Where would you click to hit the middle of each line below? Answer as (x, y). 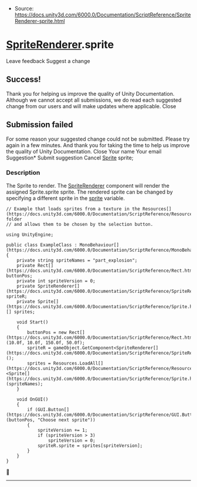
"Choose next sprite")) (66, 420)
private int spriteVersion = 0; (56, 281)
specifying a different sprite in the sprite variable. (65, 198)
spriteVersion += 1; (62, 430)
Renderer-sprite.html (40, 21)
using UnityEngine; (30, 235)
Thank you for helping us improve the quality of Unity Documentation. (90, 94)
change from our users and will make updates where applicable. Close (91, 106)
